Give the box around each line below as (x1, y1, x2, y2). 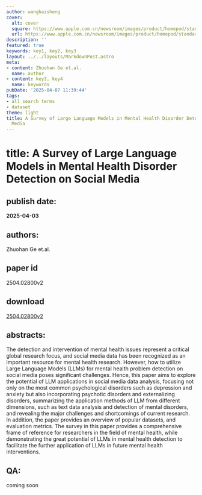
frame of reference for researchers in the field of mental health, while (6, 429, 178, 437)
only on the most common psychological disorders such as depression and (6, 384, 192, 391)
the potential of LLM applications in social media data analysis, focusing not (6, 378, 194, 385)
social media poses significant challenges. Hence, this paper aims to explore (6, 372, 196, 379)
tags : (6, 93, 20, 99)
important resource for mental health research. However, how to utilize (6, 359, 182, 366)
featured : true (6, 43, 44, 49)
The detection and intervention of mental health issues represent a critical (6, 346, 189, 353)
